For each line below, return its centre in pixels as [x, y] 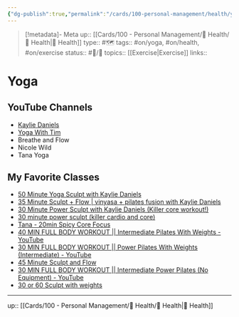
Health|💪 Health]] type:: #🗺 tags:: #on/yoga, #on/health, [115, 42]
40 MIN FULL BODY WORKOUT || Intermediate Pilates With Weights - [119, 232]
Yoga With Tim [39, 132]
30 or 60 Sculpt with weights [60, 285]
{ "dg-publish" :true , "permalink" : [57, 14]
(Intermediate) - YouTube [54, 255]
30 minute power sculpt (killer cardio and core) [86, 217]
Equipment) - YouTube [51, 278]
